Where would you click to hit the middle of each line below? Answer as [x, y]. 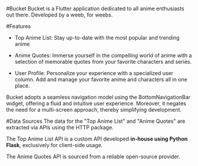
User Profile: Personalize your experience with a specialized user [94, 73]
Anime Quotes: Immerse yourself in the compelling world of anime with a [103, 55]
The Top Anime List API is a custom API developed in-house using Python [97, 139]
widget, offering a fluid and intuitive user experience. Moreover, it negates [96, 103]
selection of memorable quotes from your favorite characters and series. [103, 62]
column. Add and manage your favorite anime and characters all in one [101, 79]
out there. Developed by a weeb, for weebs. [60, 15]
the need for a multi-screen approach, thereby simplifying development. [94, 110]
